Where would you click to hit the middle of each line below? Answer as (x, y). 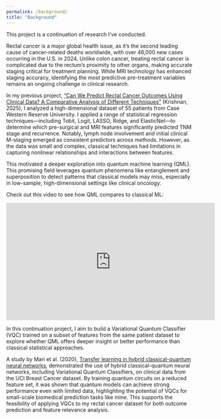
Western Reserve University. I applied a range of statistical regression (92, 114)
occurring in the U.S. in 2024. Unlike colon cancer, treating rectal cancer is (98, 58)
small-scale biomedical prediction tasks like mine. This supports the (89, 397)
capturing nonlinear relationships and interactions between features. (90, 152)
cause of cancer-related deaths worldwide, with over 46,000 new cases (95, 52)
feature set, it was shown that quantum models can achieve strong (88, 384)
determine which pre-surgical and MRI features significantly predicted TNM (99, 127)
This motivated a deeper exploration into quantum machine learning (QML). (99, 164)
